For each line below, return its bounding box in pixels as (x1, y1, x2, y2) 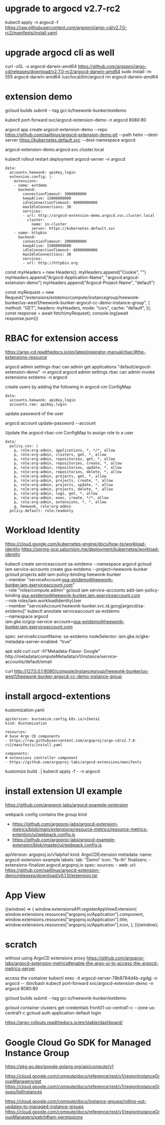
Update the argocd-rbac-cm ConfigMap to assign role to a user (5, 429, 134, 435)
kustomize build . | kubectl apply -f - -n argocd (5, 768, 100, 774)
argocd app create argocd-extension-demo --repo (5, 126, 108, 132)
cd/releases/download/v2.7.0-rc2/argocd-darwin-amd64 (5, 69, 120, 74)
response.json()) (5, 315, 39, 321)
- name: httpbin (14, 230, 48, 235)
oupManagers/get (5, 1078, 42, 1085)
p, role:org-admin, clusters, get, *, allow (14, 452, 107, 457)
